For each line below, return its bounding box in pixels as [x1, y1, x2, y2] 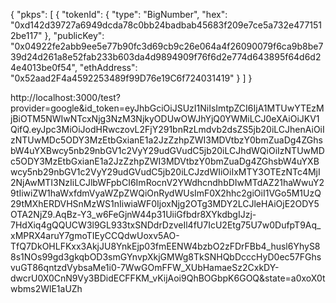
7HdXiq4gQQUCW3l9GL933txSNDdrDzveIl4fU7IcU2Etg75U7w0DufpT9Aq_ [10, 219, 322, 231]
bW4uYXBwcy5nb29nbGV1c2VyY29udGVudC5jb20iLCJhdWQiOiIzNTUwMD [10, 145, 325, 156]
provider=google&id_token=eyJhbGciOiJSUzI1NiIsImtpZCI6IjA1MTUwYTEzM [10, 102, 325, 114]
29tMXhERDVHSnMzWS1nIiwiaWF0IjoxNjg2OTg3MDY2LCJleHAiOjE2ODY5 [10, 198, 320, 209]
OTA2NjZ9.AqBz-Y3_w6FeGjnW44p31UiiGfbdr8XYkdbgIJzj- [10, 209, 257, 220]
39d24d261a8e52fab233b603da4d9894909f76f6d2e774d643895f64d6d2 [10, 51, 322, 63]
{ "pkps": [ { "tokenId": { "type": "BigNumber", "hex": [10, 9, 228, 20]
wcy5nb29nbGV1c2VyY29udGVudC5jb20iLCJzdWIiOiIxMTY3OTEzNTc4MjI [10, 166, 321, 178]
